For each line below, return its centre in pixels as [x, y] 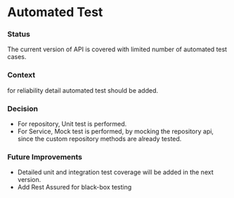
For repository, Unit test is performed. [72, 124]
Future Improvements [45, 157]
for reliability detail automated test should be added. [83, 90]
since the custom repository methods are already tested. [99, 139]
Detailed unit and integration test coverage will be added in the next [115, 172]
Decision [23, 108]
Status [19, 34]
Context [21, 75]
